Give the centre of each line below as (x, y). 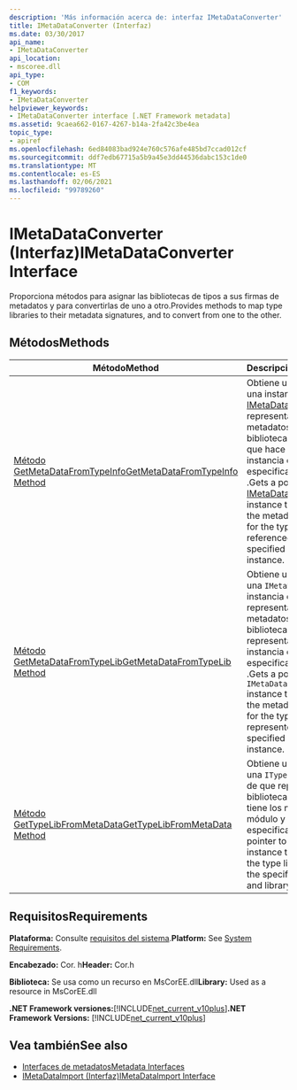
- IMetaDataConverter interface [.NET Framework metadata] (120, 116)
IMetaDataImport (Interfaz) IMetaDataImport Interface (118, 1076)
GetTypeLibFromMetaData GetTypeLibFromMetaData (123, 824)
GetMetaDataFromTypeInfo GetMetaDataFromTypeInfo (126, 471)
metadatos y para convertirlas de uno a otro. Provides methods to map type (146, 305)
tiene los (264, 808)
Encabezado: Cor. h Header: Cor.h (72, 964)
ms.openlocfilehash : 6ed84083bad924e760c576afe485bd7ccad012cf (128, 149)
